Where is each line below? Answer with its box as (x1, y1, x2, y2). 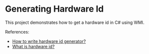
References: (5, 29, 29, 35)
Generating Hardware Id (5, 3, 104, 15)
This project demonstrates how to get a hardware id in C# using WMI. (5, 19, 145, 25)
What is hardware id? (12, 43, 55, 49)
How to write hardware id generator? (12, 38, 86, 44)
